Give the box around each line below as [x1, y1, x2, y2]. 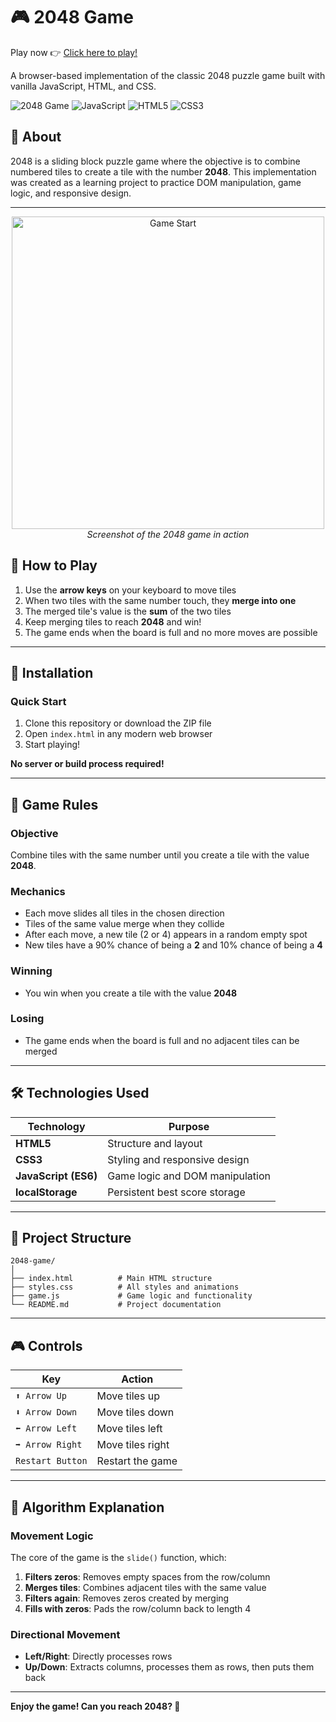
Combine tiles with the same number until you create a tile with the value [10, 849, 310, 861]
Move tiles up [96, 1389, 160, 1403]
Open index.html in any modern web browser [24, 728, 213, 740]
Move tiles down [96, 1405, 175, 1419]
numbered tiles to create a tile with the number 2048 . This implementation [10, 165, 317, 178]
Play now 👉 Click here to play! [10, 46, 138, 58]
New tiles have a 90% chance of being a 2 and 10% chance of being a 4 [24, 939, 323, 951]
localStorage [15, 1185, 78, 1199]
